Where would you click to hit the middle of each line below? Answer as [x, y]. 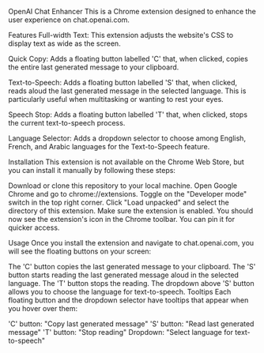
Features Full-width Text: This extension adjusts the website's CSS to [121, 35]
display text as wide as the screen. [64, 43]
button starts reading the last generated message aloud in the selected [124, 275]
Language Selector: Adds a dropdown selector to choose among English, [127, 138]
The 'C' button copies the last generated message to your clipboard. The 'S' [132, 267]
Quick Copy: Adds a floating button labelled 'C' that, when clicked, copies [128, 59]
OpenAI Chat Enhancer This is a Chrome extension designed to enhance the [132, 11]
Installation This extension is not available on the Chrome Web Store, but [126, 162]
